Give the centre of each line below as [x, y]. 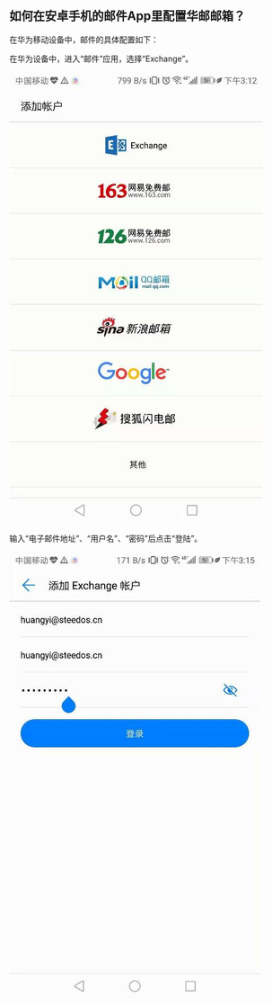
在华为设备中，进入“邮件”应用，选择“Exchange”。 [101, 58]
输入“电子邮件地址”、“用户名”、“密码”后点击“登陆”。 [106, 538]
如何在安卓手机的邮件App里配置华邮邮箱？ [127, 16]
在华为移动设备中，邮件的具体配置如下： [84, 40]
